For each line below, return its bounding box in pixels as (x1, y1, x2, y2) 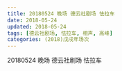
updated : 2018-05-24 (7, 23, 67, 30)
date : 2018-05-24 (7, 17, 58, 24)
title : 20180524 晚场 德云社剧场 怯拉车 (7, 10, 115, 17)
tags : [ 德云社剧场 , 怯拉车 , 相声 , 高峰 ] (7, 29, 113, 37)
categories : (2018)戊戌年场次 (7, 36, 89, 43)
